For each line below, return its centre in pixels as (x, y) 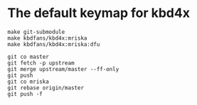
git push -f (25, 94)
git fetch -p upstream (41, 63)
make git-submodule (36, 32)
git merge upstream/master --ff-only (63, 69)
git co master (28, 57)
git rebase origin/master (46, 88)
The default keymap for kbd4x (99, 13)
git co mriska (28, 82)
